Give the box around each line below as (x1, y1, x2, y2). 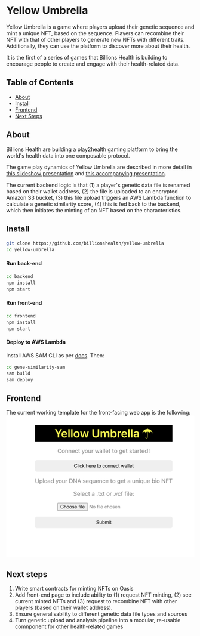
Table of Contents (6, 78, 75, 88)
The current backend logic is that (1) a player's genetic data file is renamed (6, 181, 190, 189)
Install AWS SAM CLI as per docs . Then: (6, 351, 104, 359)
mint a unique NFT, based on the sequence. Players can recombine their (6, 29, 184, 36)
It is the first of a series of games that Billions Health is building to (6, 54, 168, 61)
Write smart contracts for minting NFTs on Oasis (14, 585, 134, 592)
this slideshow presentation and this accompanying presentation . (6, 169, 167, 177)
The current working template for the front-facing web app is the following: (6, 409, 191, 416)
